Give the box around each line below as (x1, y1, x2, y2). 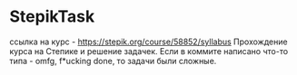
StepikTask (9, 6, 95, 27)
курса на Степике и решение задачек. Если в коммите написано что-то (9, 45, 289, 56)
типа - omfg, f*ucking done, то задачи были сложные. (9, 55, 217, 66)
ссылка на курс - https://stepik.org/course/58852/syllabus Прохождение (9, 36, 288, 47)
